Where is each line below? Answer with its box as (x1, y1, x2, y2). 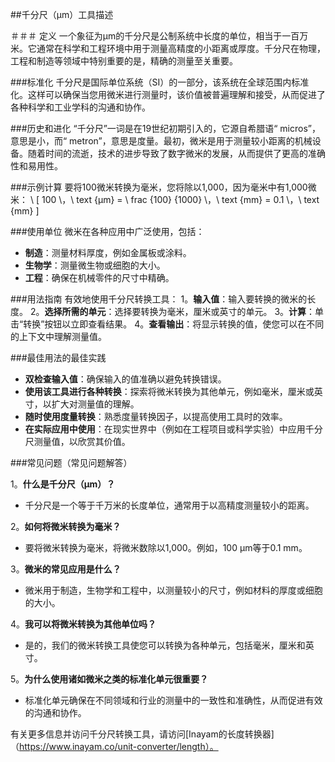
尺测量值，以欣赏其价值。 (24, 436, 131, 447)
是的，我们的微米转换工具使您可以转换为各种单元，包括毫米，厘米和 (24, 639, 306, 651)
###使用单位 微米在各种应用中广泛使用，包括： (10, 226, 205, 237)
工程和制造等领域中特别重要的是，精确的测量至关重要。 (10, 55, 238, 67)
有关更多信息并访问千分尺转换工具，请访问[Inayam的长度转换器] (10, 728, 275, 740)
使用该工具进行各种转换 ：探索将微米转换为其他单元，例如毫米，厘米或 (24, 386, 315, 397)
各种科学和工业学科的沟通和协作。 (10, 101, 151, 113)
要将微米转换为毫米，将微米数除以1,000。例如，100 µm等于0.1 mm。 (24, 542, 308, 553)
